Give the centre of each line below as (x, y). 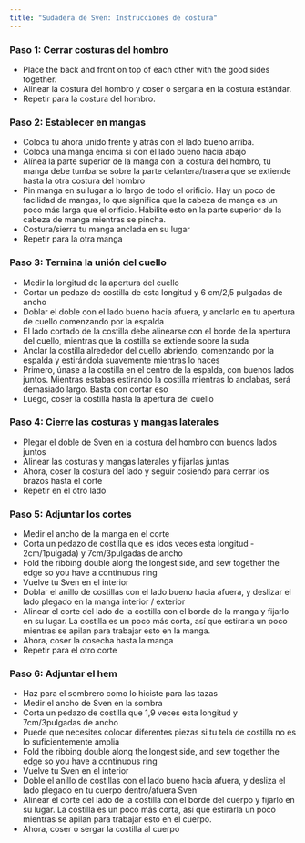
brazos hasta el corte (62, 480)
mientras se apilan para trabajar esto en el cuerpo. (117, 819)
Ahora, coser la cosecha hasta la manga (98, 641)
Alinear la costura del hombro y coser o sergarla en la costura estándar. (157, 88)
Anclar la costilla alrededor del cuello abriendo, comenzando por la (148, 350)
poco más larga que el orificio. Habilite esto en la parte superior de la (152, 210)
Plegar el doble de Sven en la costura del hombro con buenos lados (150, 442)
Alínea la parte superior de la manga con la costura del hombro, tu (147, 161)
